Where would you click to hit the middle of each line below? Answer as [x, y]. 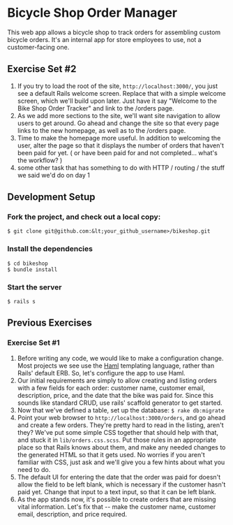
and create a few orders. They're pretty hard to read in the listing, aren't [121, 425]
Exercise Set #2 [42, 69]
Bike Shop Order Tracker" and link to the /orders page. [96, 108]
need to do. [34, 469]
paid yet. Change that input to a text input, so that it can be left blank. [116, 491]
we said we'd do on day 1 [54, 175]
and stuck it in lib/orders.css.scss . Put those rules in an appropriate [116, 440]
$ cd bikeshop [28, 264]
